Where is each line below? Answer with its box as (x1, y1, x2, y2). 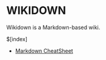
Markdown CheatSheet (15, 47, 73, 55)
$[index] (6, 35, 27, 42)
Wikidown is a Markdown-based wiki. (6, 24, 101, 31)
